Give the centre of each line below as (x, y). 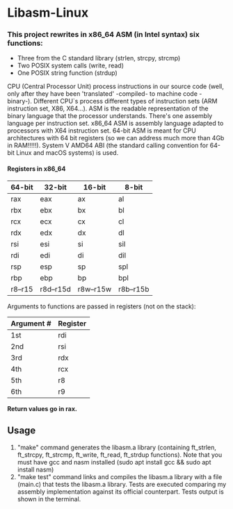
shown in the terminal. (49, 499)
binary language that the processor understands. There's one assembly (110, 116)
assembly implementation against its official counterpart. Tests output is (120, 492)
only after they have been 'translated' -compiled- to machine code (103, 94)
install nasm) (35, 469)
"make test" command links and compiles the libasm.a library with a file (120, 476)
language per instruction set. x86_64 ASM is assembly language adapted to (115, 124)
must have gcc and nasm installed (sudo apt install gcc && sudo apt (114, 462)
